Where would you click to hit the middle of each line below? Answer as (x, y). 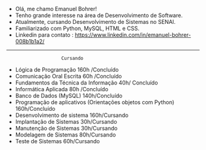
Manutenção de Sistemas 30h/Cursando (66, 128)
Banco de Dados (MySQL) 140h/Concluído (69, 96)
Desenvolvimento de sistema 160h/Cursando (72, 115)
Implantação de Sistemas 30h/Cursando (66, 122)
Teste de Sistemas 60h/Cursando (57, 141)
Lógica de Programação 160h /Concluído (67, 69)
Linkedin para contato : (44, 35)
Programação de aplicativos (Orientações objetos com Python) (95, 102)
